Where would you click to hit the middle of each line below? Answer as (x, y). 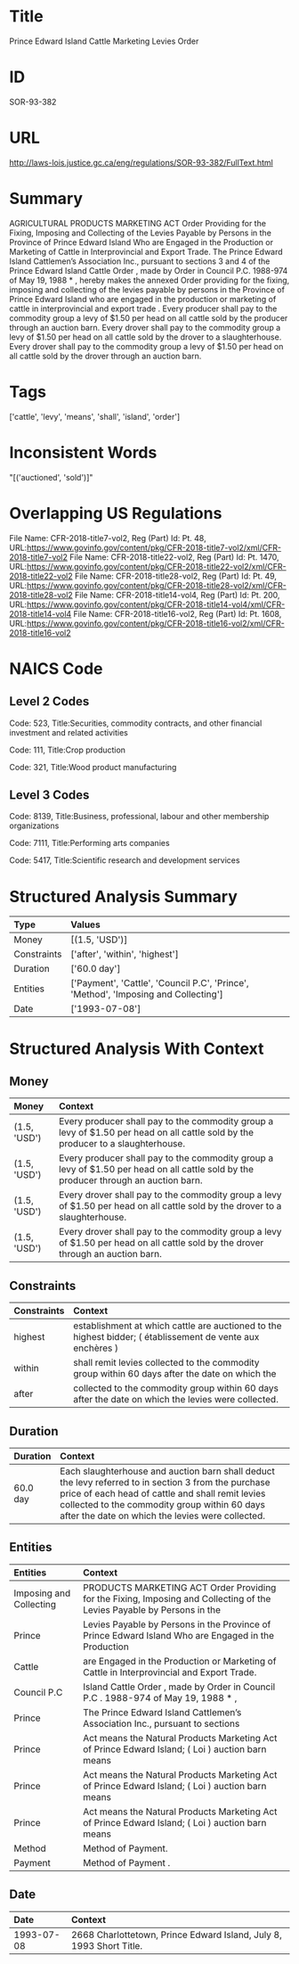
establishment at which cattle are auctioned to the (178, 1326)
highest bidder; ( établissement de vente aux (166, 1337)
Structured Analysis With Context (137, 1048)
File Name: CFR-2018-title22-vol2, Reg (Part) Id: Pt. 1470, (174, 557)
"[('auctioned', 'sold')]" (51, 477)
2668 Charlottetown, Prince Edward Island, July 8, (176, 1935)
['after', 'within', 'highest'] (125, 954)
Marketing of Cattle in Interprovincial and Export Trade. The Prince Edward (146, 251)
